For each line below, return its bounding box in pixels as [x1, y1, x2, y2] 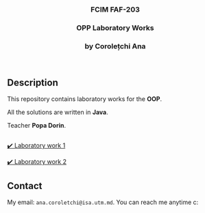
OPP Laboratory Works [76, 23, 154, 32]
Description [7, 76, 58, 88]
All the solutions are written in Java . [7, 108, 108, 116]
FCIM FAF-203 [90, 5, 141, 14]
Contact [7, 180, 43, 192]
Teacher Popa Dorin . [7, 121, 67, 129]
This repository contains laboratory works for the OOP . [7, 94, 162, 103]
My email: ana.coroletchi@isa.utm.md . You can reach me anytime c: [7, 198, 199, 206]
